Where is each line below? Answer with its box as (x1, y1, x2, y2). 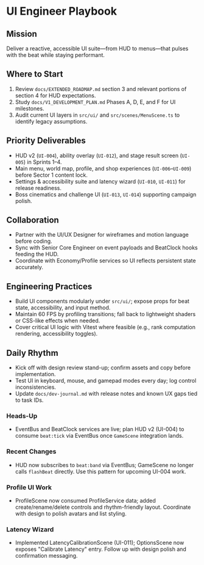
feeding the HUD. (15, 251, 59, 258)
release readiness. (15, 184, 62, 191)
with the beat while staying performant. (6, 51, 105, 59)
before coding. (15, 237, 53, 245)
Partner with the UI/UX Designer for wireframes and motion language (15, 231, 189, 238)
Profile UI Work (6, 483, 52, 492)
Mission (6, 29, 38, 39)
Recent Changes (6, 448, 57, 456)
